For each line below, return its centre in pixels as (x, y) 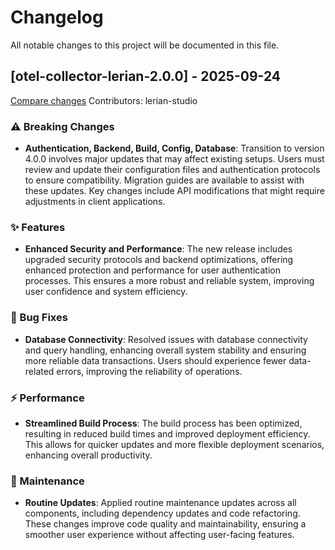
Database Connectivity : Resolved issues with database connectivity (166, 339)
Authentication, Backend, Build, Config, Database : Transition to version (174, 148)
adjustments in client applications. (95, 202)
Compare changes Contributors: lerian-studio (104, 100)
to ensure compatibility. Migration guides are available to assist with (164, 180)
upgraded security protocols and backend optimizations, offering (159, 260)
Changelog (57, 17)
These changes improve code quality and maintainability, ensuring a (165, 524)
